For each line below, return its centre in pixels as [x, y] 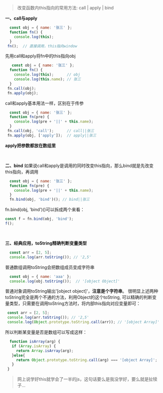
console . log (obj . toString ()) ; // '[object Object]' [65, 281]
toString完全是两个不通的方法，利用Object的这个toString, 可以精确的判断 [79, 297]
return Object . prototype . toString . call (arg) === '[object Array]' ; [87, 360]
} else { [18, 355]
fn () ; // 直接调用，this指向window [42, 46]
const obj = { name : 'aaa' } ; [40, 276]
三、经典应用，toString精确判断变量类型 [46, 243]
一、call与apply [21, 18]
